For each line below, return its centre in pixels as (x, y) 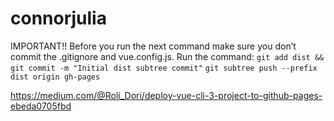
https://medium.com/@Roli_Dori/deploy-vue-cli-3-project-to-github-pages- (166, 95)
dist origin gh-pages (55, 77)
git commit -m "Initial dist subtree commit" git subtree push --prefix (164, 68)
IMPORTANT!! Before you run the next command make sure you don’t (153, 46)
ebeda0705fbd (41, 106)
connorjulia (58, 18)
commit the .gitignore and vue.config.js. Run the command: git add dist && (167, 56)
